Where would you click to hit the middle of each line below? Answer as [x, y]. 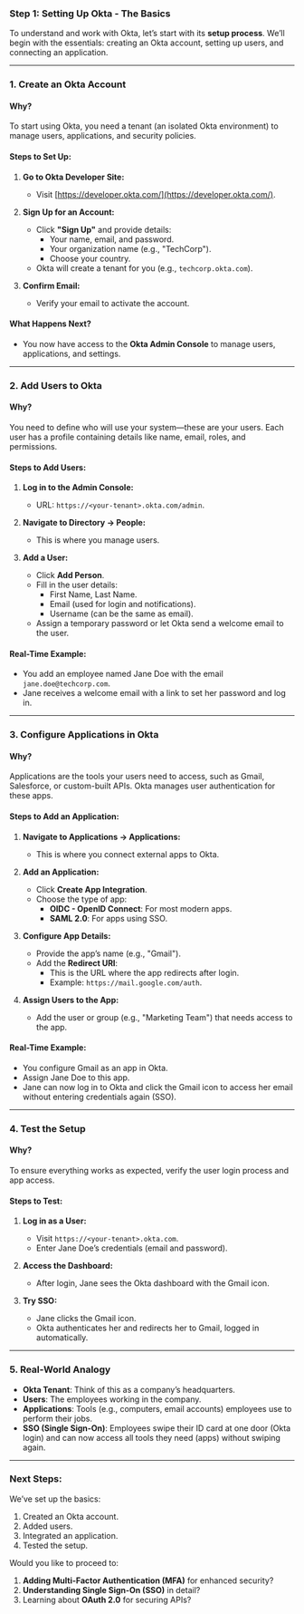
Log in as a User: [54, 1221]
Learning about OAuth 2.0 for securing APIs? [107, 1600]
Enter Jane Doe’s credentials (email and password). [132, 1248]
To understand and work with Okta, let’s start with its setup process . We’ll [147, 34]
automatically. [62, 1338]
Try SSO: [39, 1301]
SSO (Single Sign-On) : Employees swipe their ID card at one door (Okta [157, 1428]
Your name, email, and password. [112, 239]
